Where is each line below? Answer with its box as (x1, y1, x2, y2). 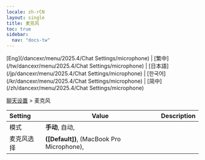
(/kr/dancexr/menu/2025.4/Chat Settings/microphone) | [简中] (6, 77, 162, 85)
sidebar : (6, 32, 29, 38)
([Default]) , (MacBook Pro (45, 135, 121, 143)
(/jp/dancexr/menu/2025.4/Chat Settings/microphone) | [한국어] (6, 70, 166, 77)
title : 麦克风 (6, 20, 40, 26)
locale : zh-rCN (6, 9, 45, 15)
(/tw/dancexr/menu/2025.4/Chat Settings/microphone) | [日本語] (6, 62, 169, 69)
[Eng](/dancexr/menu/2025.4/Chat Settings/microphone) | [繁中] (6, 55, 169, 61)
